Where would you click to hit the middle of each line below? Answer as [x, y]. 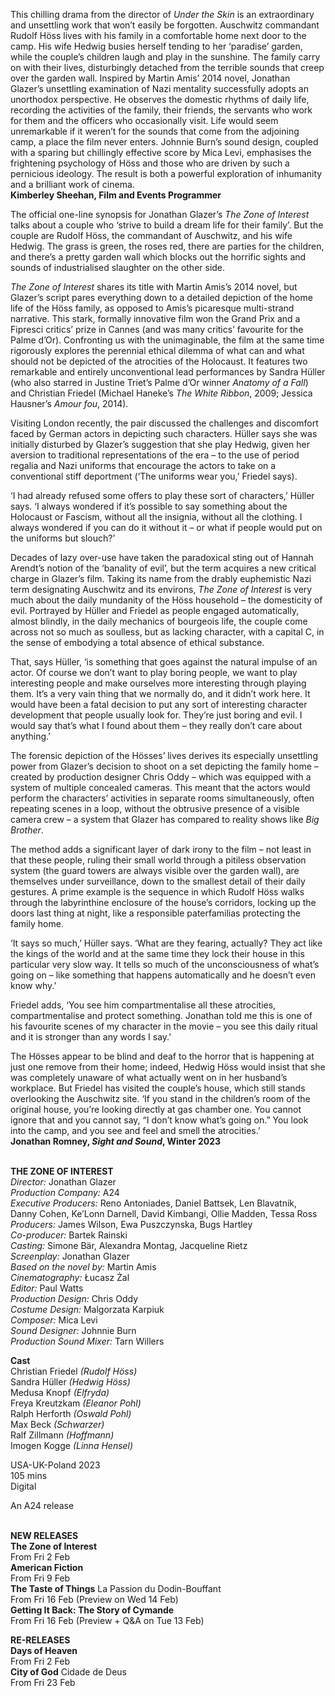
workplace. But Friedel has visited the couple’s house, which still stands [158, 1088]
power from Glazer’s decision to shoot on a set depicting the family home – [164, 766]
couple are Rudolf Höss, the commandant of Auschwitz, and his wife [151, 235]
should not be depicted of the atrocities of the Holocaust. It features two [159, 361]
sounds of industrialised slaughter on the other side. [118, 267]
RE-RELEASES [40, 1640]
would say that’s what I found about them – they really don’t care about [156, 725]
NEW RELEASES [44, 1535]
